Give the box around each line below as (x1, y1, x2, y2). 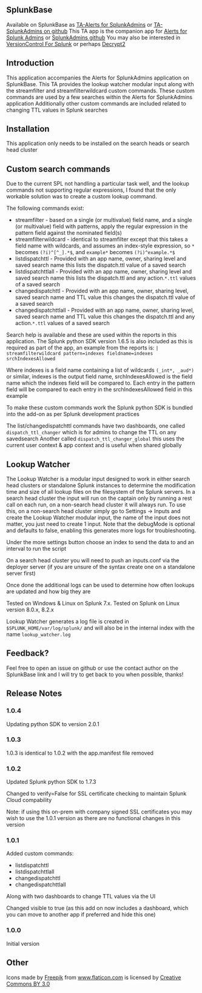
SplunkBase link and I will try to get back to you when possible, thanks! (6, 670, 184, 678)
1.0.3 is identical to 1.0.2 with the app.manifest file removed (6, 749, 153, 756)
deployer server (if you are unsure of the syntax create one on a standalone (6, 564, 195, 571)
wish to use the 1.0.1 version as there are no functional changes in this (6, 815, 181, 822)
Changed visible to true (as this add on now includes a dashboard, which (6, 904, 189, 912)
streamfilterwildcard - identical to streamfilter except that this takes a (15, 236, 188, 243)
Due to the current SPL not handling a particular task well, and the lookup (6, 180, 190, 187)
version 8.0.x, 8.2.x (6, 606, 55, 613)
